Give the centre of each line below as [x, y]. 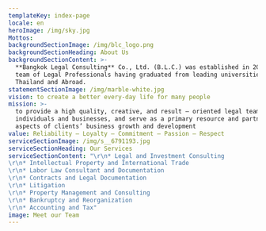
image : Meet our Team [44, 215]
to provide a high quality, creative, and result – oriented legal [129, 112]
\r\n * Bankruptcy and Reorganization [70, 200]
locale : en [26, 23]
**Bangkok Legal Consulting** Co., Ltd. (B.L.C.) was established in [132, 67]
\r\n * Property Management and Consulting [79, 192]
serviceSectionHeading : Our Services [70, 148]
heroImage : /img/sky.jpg [49, 30]
